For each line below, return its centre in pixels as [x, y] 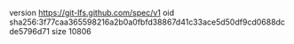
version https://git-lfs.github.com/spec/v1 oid [92, 13]
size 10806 [72, 31]
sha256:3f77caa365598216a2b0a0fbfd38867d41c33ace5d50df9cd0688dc [147, 22]
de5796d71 [30, 31]
